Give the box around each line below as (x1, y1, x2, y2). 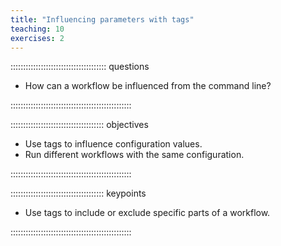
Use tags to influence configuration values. (24, 138, 203, 150)
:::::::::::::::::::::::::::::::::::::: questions (10, 61, 150, 73)
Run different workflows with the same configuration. (24, 149, 245, 161)
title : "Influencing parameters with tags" (10, 14, 195, 25)
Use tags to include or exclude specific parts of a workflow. (24, 207, 271, 219)
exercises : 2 (10, 33, 65, 43)
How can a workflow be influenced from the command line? (24, 80, 272, 92)
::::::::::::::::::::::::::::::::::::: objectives (10, 119, 149, 131)
